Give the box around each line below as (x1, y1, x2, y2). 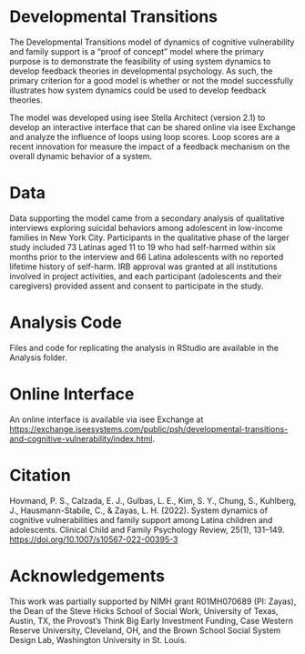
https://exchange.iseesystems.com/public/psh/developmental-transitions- (9, 423, 289, 434)
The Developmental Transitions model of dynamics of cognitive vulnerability (9, 36, 295, 47)
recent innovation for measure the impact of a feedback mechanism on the (9, 141, 290, 152)
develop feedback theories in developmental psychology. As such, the (9, 65, 273, 76)
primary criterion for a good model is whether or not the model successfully (9, 75, 294, 86)
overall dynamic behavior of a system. (9, 150, 153, 161)
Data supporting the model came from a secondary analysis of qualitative (9, 212, 285, 224)
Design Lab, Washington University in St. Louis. (9, 634, 188, 645)
